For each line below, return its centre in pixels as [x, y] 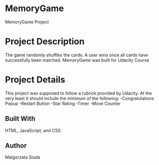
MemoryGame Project [27, 22]
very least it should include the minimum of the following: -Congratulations [79, 98]
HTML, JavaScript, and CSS [33, 130]
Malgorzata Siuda [23, 157]
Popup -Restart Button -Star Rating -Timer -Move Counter [63, 103]
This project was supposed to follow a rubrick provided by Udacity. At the [79, 93]
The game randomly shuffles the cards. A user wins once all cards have [77, 55]
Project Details [35, 80]
